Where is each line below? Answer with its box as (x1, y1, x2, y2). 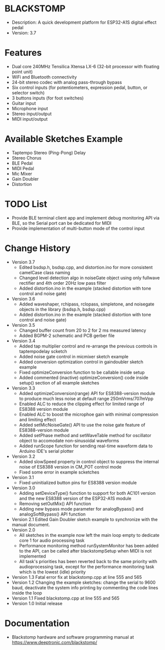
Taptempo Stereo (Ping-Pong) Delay (11, 149, 86, 156)
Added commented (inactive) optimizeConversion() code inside (19, 374, 149, 381)
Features (4, 47, 42, 58)
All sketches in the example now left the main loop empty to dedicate (19, 532, 160, 538)
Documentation (4, 617, 70, 629)
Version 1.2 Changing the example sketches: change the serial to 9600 (11, 579, 156, 585)
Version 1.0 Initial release (11, 600, 63, 606)
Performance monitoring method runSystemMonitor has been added (19, 542, 159, 549)
